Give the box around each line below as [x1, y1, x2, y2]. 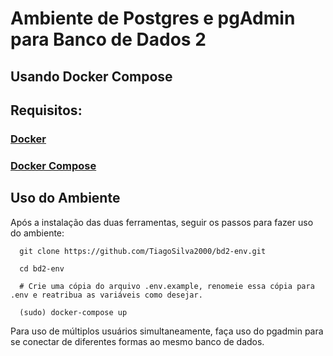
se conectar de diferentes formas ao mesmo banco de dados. [10, 335, 265, 347]
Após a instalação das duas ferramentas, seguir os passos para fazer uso [10, 216, 314, 228]
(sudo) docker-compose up [19, 307, 128, 317]
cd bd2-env [19, 263, 65, 274]
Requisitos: [10, 102, 83, 119]
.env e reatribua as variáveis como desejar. [10, 290, 203, 300]
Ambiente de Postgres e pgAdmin [10, 7, 296, 30]
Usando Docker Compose [10, 68, 173, 85]
